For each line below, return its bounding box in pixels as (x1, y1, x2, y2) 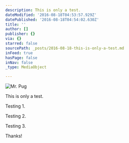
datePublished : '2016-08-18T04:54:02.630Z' (5, 17, 99, 22)
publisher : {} (5, 31, 36, 36)
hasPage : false (5, 55, 38, 60)
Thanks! (5, 133, 22, 139)
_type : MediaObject (5, 65, 47, 70)
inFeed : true (5, 50, 33, 55)
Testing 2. (5, 113, 27, 119)
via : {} (5, 36, 22, 42)
